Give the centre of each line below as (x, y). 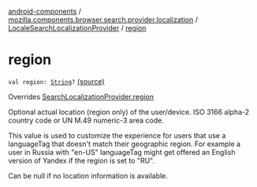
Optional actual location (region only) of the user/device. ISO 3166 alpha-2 (129, 112)
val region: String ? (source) (56, 81)
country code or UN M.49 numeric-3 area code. (86, 120)
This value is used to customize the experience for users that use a (117, 135)
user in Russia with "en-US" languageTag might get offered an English (122, 152)
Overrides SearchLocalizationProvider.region (81, 97)
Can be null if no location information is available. (88, 175)
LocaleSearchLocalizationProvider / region (77, 28)
